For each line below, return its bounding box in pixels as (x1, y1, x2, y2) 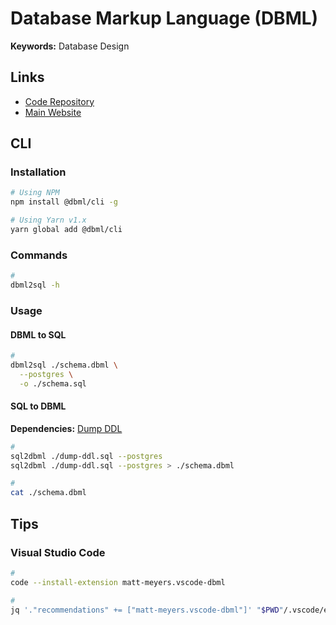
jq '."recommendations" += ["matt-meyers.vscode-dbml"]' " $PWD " (10, 605, 284, 615)
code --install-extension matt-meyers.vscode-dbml (10, 577, 226, 587)
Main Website (24, 106, 82, 118)
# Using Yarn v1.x (10, 215, 87, 226)
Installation (10, 165, 67, 179)
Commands (10, 248, 68, 262)
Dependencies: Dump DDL (10, 422, 123, 434)
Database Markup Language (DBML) (10, 7, 319, 30)
